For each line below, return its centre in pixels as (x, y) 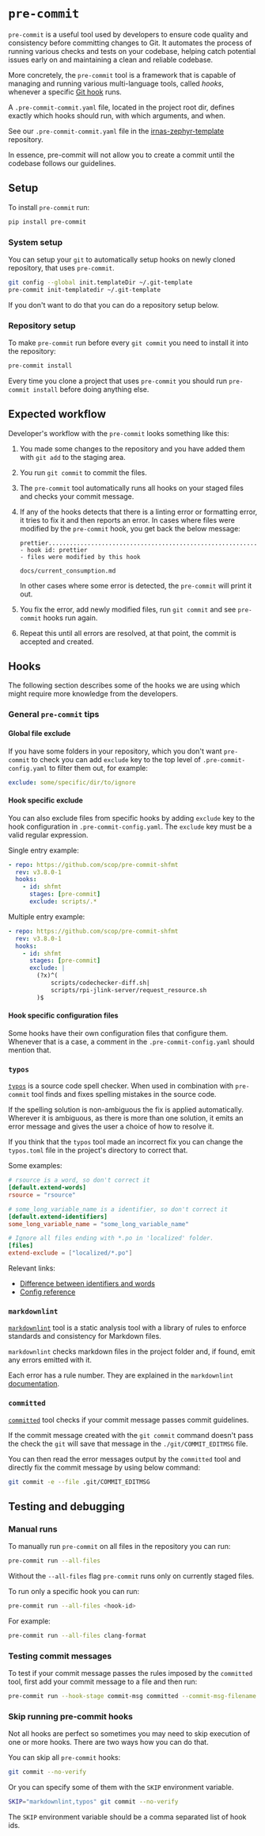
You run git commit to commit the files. (83, 472)
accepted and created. (57, 642)
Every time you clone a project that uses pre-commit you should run (118, 381)
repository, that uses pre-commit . (61, 267)
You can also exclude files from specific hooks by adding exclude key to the (132, 818)
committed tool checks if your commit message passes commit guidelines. (129, 1420)
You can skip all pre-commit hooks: (64, 1757)
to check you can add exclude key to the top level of (116, 759)
